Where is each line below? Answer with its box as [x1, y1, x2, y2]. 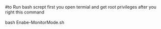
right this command [5, 9, 45, 15]
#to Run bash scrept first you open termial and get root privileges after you [5, 4, 157, 10]
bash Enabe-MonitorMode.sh [5, 19, 65, 25]
